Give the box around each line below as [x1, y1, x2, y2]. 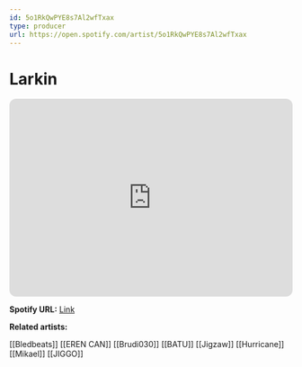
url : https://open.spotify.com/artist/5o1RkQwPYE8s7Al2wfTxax [9, 30, 247, 39]
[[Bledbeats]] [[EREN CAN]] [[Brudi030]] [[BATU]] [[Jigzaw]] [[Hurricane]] [9, 339, 285, 350]
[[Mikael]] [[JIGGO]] [9, 348, 84, 360]
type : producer [9, 22, 67, 31]
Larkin [9, 68, 58, 89]
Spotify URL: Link [9, 304, 75, 315]
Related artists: [9, 321, 68, 333]
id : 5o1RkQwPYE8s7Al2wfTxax [9, 13, 115, 22]
